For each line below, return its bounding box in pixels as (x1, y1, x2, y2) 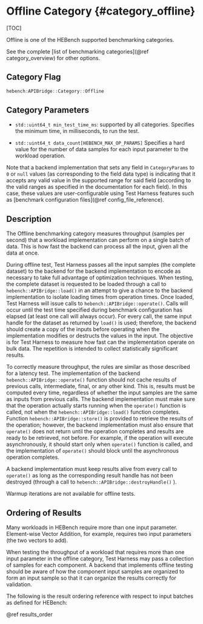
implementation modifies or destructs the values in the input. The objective (6, 332, 193, 340)
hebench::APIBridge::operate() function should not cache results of (6, 376, 177, 383)
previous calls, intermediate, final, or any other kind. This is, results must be (6, 383, 195, 390)
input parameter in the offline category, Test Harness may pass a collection (6, 555, 194, 563)
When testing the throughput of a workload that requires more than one (6, 549, 185, 556)
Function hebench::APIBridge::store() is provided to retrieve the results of (6, 415, 193, 422)
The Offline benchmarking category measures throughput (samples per (6, 230, 185, 238)
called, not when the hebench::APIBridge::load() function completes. (6, 408, 181, 416)
